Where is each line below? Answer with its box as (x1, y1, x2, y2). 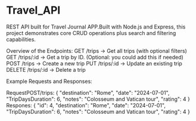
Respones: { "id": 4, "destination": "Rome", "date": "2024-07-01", (6, 101, 166, 109)
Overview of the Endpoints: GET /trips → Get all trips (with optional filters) (6, 47, 188, 54)
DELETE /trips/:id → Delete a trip (6, 66, 86, 73)
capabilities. (6, 36, 36, 43)
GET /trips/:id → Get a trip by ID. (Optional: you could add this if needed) (6, 53, 183, 60)
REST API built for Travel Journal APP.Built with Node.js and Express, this (6, 23, 186, 30)
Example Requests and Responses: (6, 78, 92, 85)
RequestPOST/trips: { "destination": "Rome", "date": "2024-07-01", (6, 89, 170, 96)
